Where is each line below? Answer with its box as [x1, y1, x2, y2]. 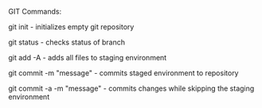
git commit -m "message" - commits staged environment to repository [8, 68, 239, 78]
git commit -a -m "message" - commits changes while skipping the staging [8, 83, 255, 93]
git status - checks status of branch [8, 37, 126, 47]
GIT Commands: [8, 7, 62, 16]
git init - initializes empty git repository [8, 22, 135, 31]
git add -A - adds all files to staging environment [8, 53, 167, 62]
